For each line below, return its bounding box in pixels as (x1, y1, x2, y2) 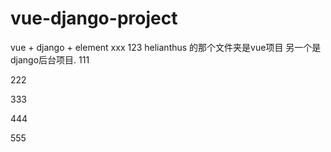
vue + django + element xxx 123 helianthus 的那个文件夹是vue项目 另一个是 (10, 41, 322, 53)
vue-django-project (10, 7, 178, 30)
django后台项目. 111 (10, 53, 90, 66)
